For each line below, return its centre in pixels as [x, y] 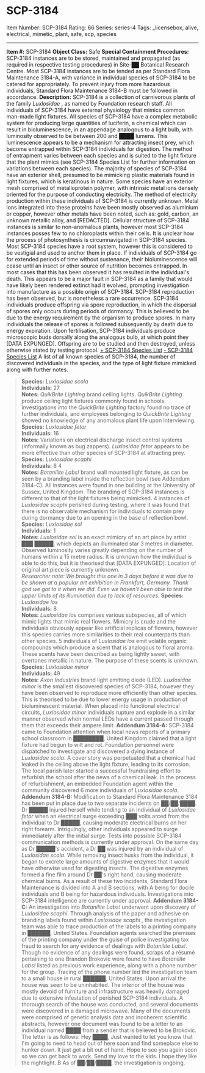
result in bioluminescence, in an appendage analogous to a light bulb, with [100, 129]
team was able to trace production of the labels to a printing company [109, 926]
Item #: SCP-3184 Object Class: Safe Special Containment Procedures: [98, 51]
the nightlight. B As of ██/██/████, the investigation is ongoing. [103, 1063]
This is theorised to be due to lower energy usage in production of [104, 699]
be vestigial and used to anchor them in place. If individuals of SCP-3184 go [102, 253]
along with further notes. [37, 369]
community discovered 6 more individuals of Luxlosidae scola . [100, 790]
